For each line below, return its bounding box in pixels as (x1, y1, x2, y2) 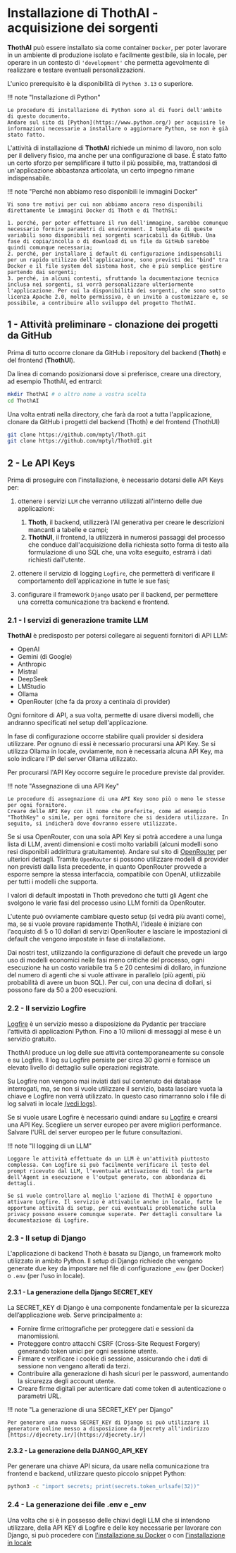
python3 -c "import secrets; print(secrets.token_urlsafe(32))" (7, 1483, 200, 1490)
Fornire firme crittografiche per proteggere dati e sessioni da (17, 1325, 194, 1333)
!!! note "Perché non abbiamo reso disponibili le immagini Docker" (7, 187, 199, 195)
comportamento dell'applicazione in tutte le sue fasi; (17, 576, 170, 586)
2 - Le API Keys (7, 457, 75, 469)
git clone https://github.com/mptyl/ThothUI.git (7, 438, 153, 445)
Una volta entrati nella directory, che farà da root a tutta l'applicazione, (7, 410, 213, 419)
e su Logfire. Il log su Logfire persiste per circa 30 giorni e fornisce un (7, 1056, 211, 1064)
